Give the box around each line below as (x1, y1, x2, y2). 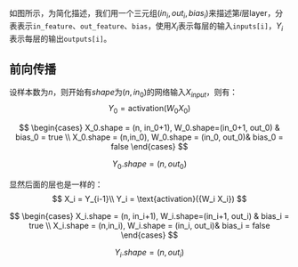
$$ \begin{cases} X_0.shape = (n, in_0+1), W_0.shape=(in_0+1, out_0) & (19, 123, 280, 133)
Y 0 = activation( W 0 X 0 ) (108, 103, 191, 116)
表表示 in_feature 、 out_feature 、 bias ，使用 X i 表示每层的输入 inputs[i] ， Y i (9, 20, 284, 33)
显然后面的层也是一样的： (9, 179, 103, 190)
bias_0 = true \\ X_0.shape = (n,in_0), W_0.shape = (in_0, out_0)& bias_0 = (15, 132, 284, 142)
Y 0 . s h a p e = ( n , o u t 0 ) (112, 158, 187, 171)
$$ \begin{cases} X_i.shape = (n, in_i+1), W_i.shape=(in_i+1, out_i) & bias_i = (9, 210, 290, 221)
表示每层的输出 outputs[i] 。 (9, 33, 112, 44)
